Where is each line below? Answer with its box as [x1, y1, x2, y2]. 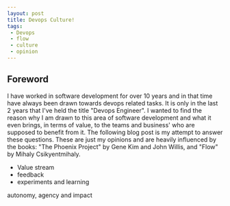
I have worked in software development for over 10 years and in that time [7, 92, 213, 100]
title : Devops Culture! [7, 16, 75, 23]
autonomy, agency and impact [7, 191, 92, 199]
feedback [16, 170, 44, 179]
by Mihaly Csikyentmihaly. [7, 150, 81, 158]
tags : [7, 23, 23, 29]
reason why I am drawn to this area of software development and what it [7, 114, 212, 122]
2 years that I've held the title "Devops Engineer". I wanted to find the [7, 106, 202, 114]
